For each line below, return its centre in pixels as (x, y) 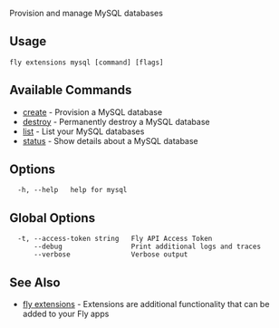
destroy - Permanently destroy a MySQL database (116, 121)
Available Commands (71, 90)
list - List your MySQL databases (83, 131)
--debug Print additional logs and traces (147, 247)
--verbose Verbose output (111, 255)
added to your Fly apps (66, 314)
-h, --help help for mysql (72, 190)
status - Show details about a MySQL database (111, 140)
